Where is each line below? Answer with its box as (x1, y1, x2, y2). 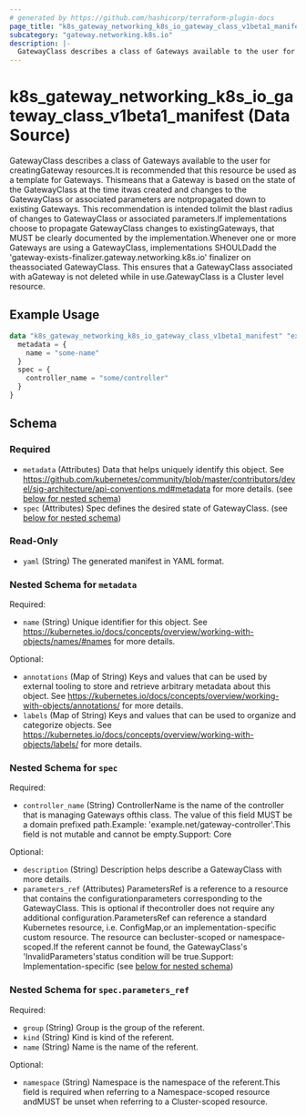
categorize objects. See (22, 720, 112, 731)
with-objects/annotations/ (22, 700, 120, 711)
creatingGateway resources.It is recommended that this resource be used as (9, 165, 297, 176)
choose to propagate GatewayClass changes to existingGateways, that (9, 223, 275, 234)
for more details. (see (212, 483, 293, 494)
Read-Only (9, 534, 59, 547)
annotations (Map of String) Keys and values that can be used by (22, 671, 268, 683)
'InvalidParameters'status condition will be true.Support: (22, 951, 234, 962)
